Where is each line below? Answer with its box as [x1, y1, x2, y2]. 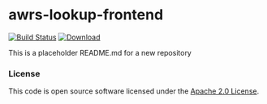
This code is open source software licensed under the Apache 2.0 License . [8, 86, 260, 96]
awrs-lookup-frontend [8, 6, 164, 24]
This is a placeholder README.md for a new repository [8, 48, 192, 57]
